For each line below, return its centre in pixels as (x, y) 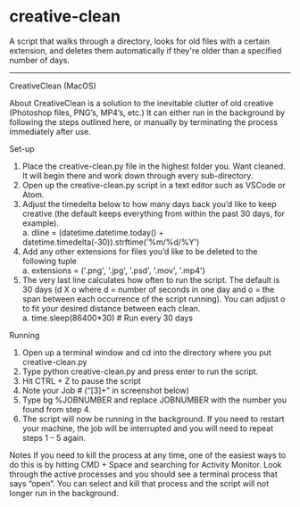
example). (41, 223)
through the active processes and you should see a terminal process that (144, 474)
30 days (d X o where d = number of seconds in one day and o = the (148, 289)
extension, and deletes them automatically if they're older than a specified (146, 50)
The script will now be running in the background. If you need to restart (153, 419)
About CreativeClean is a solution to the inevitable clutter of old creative (142, 103)
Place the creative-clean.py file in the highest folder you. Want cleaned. (154, 166)
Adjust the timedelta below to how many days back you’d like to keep (149, 204)
